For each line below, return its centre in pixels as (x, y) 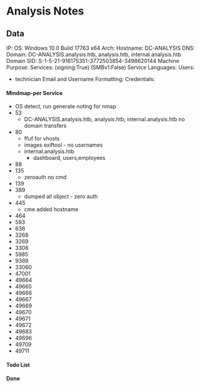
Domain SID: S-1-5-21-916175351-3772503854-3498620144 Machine (93, 61)
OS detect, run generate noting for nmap (65, 107)
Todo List (18, 365)
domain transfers (45, 126)
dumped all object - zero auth (61, 197)
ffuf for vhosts (42, 139)
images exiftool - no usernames (63, 145)
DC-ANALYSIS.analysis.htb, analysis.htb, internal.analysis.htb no (104, 119)
